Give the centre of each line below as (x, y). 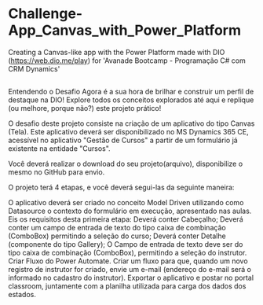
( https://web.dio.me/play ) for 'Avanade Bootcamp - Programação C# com (127, 61)
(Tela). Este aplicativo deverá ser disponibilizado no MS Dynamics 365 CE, (128, 132)
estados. (22, 295)
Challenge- (46, 14)
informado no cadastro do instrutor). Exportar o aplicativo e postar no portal (131, 278)
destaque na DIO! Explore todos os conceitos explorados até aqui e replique (131, 100)
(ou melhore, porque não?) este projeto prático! (85, 108)
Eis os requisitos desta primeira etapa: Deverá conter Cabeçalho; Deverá (126, 219)
